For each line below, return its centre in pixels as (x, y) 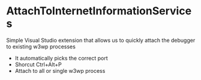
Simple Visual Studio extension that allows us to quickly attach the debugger (101, 40)
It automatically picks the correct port (61, 58)
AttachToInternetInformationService (99, 11)
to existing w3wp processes (41, 47)
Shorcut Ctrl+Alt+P (38, 64)
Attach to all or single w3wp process (60, 70)
